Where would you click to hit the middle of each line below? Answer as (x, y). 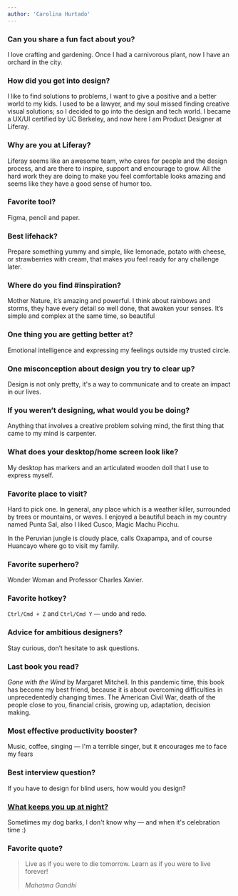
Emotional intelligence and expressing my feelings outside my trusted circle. (119, 350)
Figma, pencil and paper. (44, 217)
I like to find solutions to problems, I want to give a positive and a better (112, 96)
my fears (20, 754)
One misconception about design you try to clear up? (101, 369)
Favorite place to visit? (47, 494)
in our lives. (24, 392)
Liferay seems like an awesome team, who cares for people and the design (117, 161)
